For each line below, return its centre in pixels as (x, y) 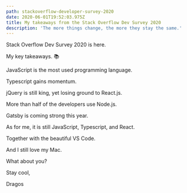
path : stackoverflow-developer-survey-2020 (60, 11)
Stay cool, (18, 173)
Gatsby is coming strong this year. (47, 116)
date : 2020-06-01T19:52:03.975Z (45, 17)
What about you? (27, 161)
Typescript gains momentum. (41, 81)
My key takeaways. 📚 (33, 56)
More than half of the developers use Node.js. (62, 104)
